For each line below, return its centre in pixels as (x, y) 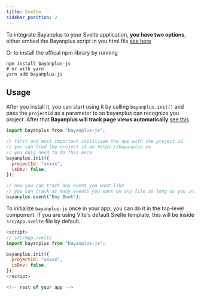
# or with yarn (25, 69)
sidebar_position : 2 (32, 17)
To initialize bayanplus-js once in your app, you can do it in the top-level (95, 208)
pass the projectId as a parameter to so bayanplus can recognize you (93, 113)
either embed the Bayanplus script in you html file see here (79, 41)
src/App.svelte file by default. (43, 221)
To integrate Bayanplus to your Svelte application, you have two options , (96, 34)
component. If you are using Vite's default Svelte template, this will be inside (100, 214)
